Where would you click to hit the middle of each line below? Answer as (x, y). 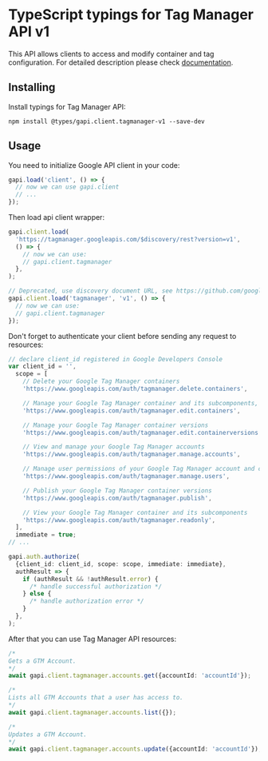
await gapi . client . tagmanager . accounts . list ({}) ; (93, 712)
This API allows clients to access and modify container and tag (111, 54)
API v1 (29, 32)
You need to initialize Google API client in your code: (94, 165)
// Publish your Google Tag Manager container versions (118, 490)
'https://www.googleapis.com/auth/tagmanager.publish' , (118, 498)
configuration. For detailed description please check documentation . (121, 62)
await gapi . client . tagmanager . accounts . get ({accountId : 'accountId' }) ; (130, 676)
